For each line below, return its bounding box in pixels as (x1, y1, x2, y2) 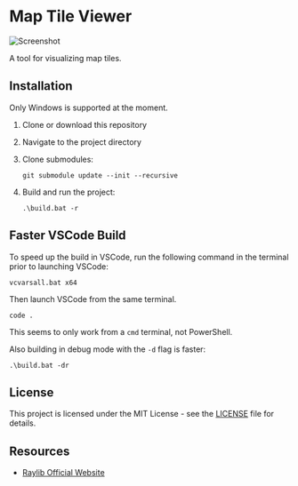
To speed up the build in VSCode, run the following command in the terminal (9, 251, 289, 262)
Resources (9, 443, 70, 458)
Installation (9, 78, 73, 94)
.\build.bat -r (21, 203, 79, 212)
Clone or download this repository (21, 119, 148, 130)
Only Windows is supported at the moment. (9, 102, 169, 113)
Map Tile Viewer (9, 6, 133, 27)
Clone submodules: (21, 154, 93, 164)
